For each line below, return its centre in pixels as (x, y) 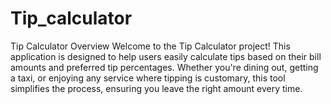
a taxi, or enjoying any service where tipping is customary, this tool (148, 78)
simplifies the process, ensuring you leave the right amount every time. (156, 88)
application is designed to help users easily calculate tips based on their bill (166, 56)
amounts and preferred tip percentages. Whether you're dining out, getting (164, 67)
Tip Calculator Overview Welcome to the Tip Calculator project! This (150, 46)
